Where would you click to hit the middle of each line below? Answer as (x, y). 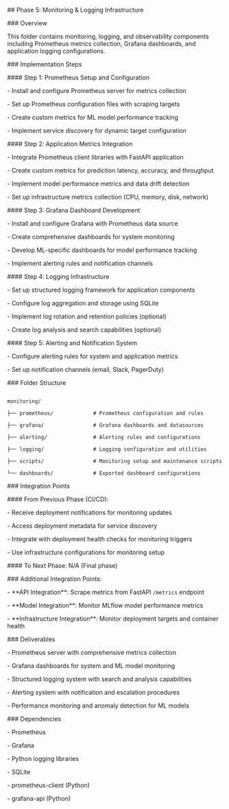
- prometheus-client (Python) (49, 785)
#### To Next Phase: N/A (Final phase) (62, 565)
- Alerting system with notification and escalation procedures (94, 692)
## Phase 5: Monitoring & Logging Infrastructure (75, 10)
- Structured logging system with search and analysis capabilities (99, 679)
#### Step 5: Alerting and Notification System (72, 343)
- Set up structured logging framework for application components (101, 290)
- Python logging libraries (43, 759)
